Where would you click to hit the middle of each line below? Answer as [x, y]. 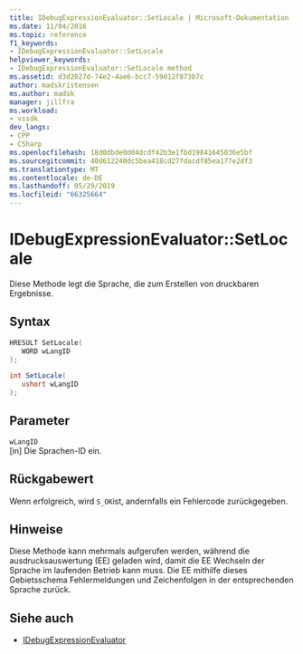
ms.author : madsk [42, 93]
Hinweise [36, 529]
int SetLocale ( [38, 376]
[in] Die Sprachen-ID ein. [56, 450]
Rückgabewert [52, 480]
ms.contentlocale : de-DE [56, 178]
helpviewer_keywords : [50, 60]
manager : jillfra [42, 102]
